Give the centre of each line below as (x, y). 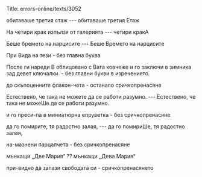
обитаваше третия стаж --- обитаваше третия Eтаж (73, 20)
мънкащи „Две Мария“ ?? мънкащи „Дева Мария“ (71, 156)
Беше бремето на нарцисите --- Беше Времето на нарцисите (85, 44)
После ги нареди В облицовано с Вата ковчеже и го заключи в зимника (99, 67)
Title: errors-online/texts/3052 (44, 9)
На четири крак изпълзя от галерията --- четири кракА (77, 32)
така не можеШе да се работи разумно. (58, 103)
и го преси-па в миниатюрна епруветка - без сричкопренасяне (88, 115)
